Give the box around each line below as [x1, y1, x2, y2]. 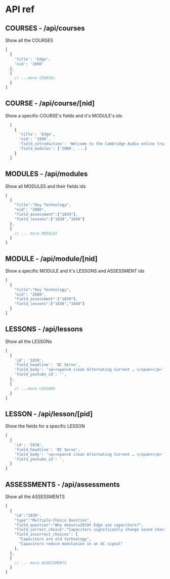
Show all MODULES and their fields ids [5, 183, 86, 189]
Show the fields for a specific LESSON [5, 423, 85, 429]
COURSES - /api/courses [5, 24, 85, 33]
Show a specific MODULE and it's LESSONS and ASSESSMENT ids [5, 268, 145, 274]
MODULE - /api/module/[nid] [5, 254, 98, 263]
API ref [5, 4, 35, 15]
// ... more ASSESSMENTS [14, 560, 67, 565]
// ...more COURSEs [14, 75, 56, 81]
